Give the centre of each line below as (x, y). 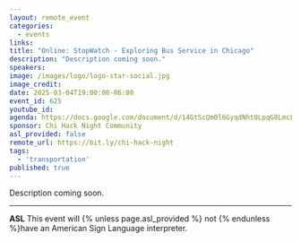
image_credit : (36, 84)
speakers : (28, 68)
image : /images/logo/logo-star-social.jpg (90, 76)
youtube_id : (31, 109)
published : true (39, 168)
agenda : (24, 117)
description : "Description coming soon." (88, 59)
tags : (19, 151)
